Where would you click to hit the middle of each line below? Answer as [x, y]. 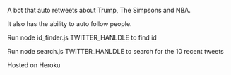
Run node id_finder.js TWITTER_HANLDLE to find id [82, 37]
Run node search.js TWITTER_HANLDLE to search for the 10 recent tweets [115, 51]
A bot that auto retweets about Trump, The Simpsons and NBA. [99, 10]
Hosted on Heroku [34, 65]
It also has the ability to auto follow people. [70, 24]
